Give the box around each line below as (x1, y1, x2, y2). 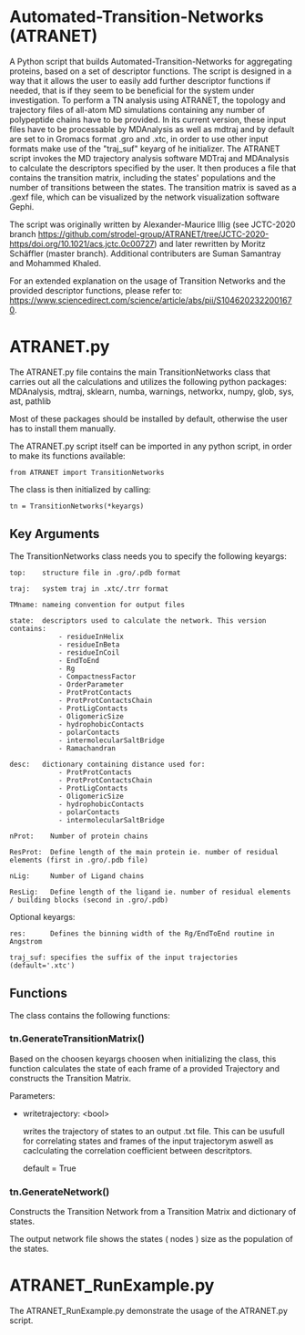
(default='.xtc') (9, 960, 76, 970)
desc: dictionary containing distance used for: (9, 760, 206, 769)
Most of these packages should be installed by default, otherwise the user (9, 413, 289, 424)
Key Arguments (9, 526, 100, 542)
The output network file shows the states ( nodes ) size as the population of (9, 1234, 293, 1245)
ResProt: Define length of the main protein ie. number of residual (9, 847, 280, 856)
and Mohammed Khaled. (9, 257, 102, 268)
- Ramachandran (57, 743, 117, 753)
